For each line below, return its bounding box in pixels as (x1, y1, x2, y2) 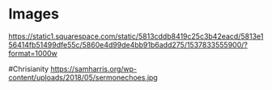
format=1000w (8, 48, 58, 58)
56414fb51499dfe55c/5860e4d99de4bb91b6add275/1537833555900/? (8, 39, 249, 49)
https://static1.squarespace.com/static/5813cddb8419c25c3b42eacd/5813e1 (8, 31, 264, 41)
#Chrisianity (8, 63, 49, 73)
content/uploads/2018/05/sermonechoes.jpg (8, 72, 158, 82)
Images (8, 5, 59, 23)
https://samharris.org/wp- (50, 63, 138, 73)
